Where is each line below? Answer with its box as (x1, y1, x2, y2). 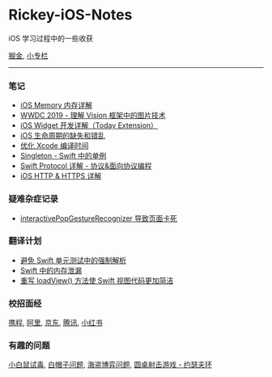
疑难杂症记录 (8, 193, 59, 205)
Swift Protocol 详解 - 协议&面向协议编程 (19, 161, 152, 171)
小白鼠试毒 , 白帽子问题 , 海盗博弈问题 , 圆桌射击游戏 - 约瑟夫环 (8, 360, 213, 370)
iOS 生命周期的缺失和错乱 (19, 131, 105, 141)
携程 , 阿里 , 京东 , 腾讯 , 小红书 (8, 318, 103, 328)
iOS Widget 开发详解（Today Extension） (19, 121, 158, 130)
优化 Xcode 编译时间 (19, 141, 89, 150)
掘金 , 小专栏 (8, 50, 49, 60)
